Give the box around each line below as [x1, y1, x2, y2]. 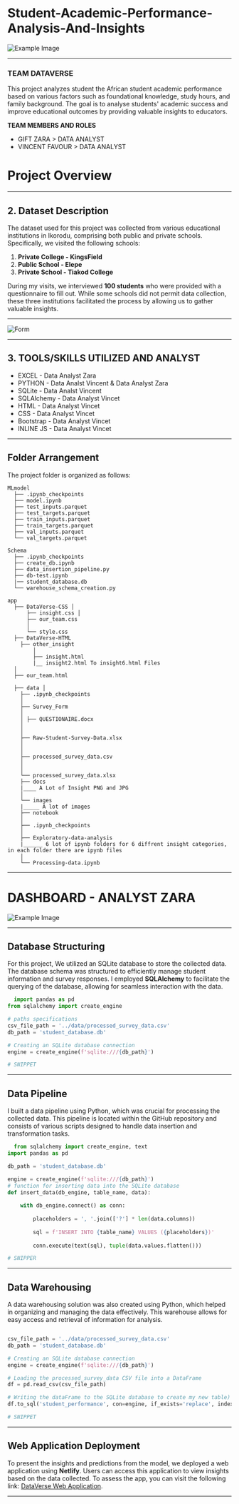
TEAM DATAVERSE [7, 68, 73, 78]
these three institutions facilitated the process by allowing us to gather [7, 296, 213, 305]
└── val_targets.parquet [14, 534, 87, 542]
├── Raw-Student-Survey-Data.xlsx [20, 734, 122, 742]
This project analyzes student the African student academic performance [7, 84, 223, 94]
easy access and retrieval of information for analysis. [7, 1316, 163, 1324]
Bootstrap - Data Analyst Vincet [17, 416, 111, 425]
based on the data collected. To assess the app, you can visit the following [7, 1474, 226, 1483]
